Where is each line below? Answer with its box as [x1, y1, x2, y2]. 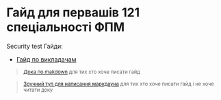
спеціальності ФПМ [6, 19, 125, 35]
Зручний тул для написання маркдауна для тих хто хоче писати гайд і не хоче [23, 80, 214, 87]
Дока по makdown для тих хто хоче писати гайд [23, 68, 141, 75]
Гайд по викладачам [16, 55, 77, 63]
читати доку [23, 86, 53, 93]
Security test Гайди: [6, 42, 63, 50]
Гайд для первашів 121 [6, 5, 140, 21]
